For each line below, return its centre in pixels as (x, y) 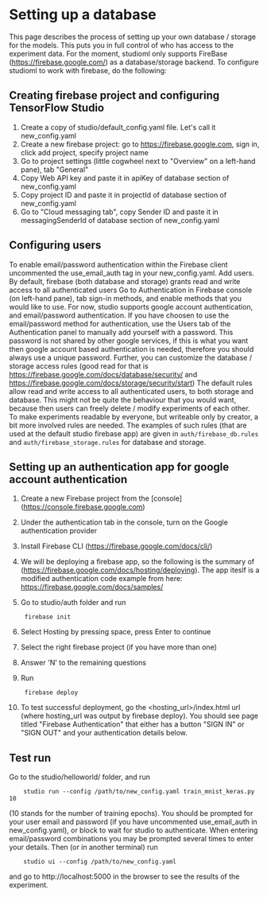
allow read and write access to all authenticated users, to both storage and (131, 391)
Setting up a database (83, 15)
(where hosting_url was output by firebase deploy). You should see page (139, 716)
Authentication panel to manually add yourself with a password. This (121, 332)
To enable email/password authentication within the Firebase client (119, 264)
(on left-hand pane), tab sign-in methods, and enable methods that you (125, 298)
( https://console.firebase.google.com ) (83, 507)
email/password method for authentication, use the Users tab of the (120, 323)
